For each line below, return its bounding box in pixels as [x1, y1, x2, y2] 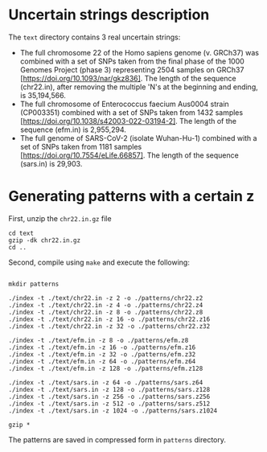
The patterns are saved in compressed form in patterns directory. [8, 434, 227, 444]
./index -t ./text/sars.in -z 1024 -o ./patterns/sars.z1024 [8, 406, 218, 415]
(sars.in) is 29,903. [19, 158, 83, 168]
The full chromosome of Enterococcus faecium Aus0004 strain [19, 99, 229, 109]
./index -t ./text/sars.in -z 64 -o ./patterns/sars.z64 [8, 378, 203, 387]
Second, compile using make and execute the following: [8, 257, 191, 267]
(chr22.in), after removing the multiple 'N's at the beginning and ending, [19, 82, 259, 92]
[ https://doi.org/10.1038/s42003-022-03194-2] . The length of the [19, 116, 237, 125]
